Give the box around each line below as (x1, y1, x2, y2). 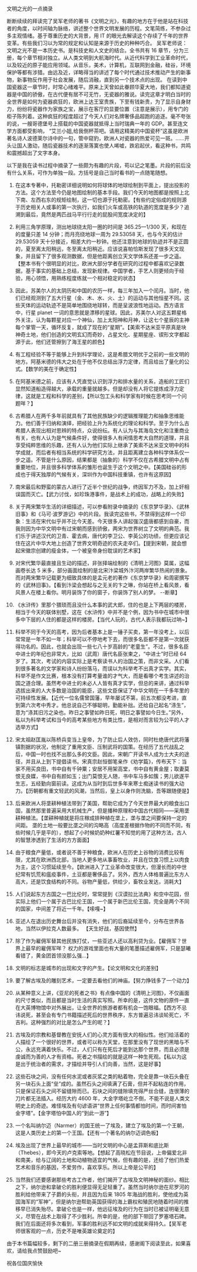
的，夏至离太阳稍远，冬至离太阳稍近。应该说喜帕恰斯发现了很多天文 (15, 245, 179, 252)
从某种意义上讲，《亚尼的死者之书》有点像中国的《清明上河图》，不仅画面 (15, 990, 189, 996)
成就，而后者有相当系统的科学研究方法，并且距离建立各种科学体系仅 (20, 449, 185, 456)
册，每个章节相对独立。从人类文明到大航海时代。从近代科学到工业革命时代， (6, 54, 191, 61)
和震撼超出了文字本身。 (6, 149, 63, 156)
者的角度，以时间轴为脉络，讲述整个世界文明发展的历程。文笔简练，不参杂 (6, 25, 186, 32)
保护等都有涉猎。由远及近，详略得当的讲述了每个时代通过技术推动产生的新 (6, 69, 186, 76)
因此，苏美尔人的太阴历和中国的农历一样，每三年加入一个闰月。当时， (15, 287, 185, 294)
